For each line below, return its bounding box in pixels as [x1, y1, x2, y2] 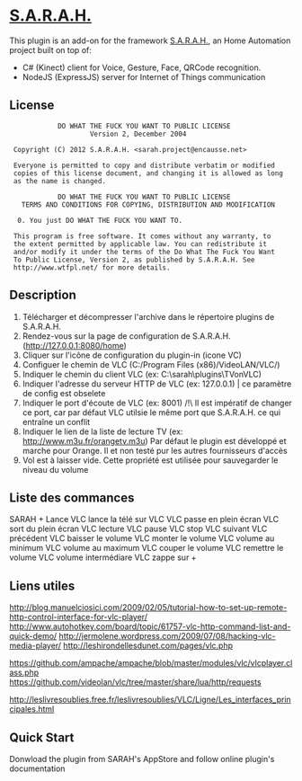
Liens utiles [9, 578, 75, 593]
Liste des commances [9, 490, 135, 505]
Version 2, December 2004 [89, 129, 187, 138]
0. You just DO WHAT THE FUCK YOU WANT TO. [17, 216, 182, 225]
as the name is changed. [13, 176, 106, 185]
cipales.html [9, 704, 55, 714]
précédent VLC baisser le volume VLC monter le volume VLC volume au [9, 533, 275, 544]
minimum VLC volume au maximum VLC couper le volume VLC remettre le [9, 543, 284, 554]
